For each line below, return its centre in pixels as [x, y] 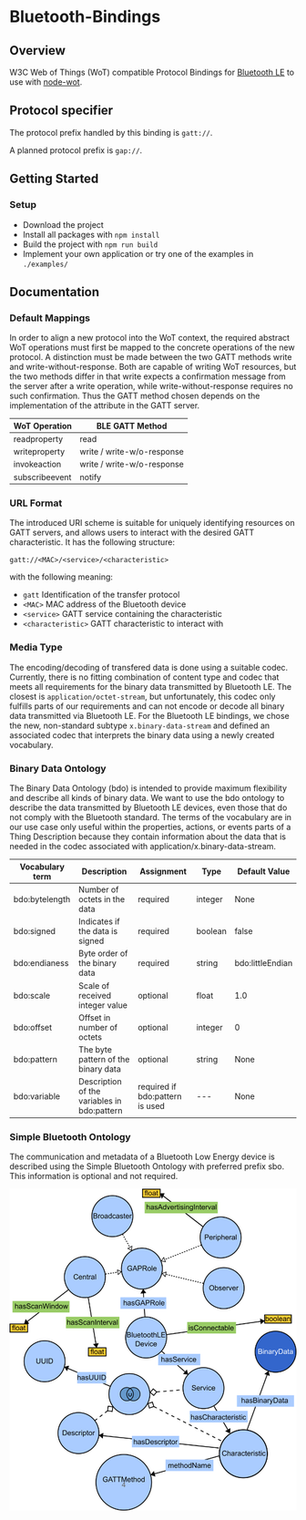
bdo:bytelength [42, 899]
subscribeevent [42, 477]
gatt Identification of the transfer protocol [101, 595]
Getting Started [54, 179]
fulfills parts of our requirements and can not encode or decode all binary [147, 706]
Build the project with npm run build [90, 244]
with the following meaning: [61, 577]
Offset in [95, 1017]
